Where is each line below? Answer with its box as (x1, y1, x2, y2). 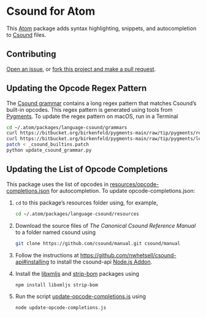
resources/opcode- (110, 180, 159, 188)
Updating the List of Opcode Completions (6, 164, 168, 174)
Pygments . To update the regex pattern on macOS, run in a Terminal (6, 112, 178, 120)
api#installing (15, 258, 50, 265)
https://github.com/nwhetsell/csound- (80, 251, 177, 259)
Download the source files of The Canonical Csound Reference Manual (15, 222, 196, 229)
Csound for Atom (6, 4, 96, 18)
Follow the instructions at (15, 251, 79, 259)
